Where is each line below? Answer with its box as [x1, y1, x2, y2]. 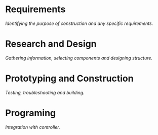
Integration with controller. [5, 124, 61, 130]
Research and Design [5, 38, 97, 50]
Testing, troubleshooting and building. [5, 89, 85, 95]
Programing [5, 108, 56, 119]
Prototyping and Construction [5, 73, 134, 84]
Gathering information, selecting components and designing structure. [5, 55, 153, 61]
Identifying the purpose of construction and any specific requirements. [5, 20, 153, 26]
